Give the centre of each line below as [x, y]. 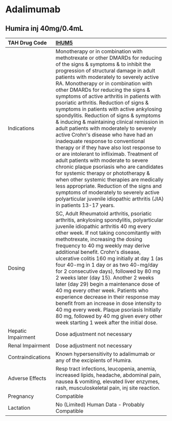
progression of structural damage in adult [105, 71]
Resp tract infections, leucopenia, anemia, [106, 369]
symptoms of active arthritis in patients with [108, 96]
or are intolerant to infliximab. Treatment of [107, 154]
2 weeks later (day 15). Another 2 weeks [105, 278]
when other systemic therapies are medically [110, 179]
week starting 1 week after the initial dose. [106, 323]
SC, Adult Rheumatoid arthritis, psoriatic [104, 214]
